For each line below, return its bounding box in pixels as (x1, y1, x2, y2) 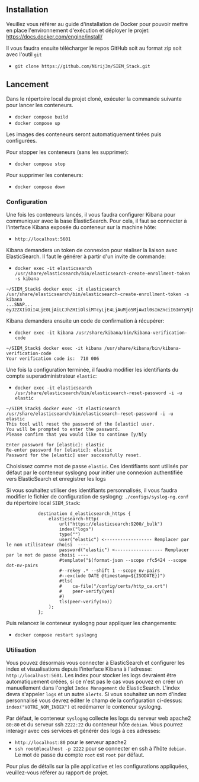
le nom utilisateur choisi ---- (6, 542, 89, 548)
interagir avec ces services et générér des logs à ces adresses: (6, 728, 161, 735)
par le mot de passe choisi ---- (6, 552, 89, 558)
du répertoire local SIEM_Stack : (6, 499, 81, 506)
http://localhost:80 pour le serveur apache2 (14, 739, 127, 746)
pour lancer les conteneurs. (6, 101, 73, 108)
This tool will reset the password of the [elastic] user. (6, 421, 155, 427)
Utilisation (6, 645, 37, 654)
